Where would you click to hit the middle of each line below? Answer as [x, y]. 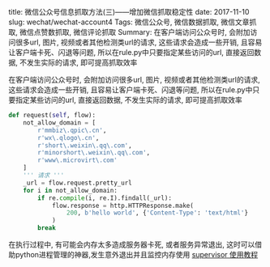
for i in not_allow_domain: [70, 190]
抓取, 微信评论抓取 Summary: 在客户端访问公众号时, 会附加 [152, 32]
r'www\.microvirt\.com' [77, 160]
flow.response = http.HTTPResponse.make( [123, 206]
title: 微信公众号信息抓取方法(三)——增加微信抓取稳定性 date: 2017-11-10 [129, 12]
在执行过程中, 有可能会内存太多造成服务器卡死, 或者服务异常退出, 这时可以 [132, 244]
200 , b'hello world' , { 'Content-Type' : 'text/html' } [157, 213]
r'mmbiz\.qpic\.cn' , [72, 130]
